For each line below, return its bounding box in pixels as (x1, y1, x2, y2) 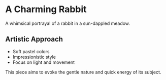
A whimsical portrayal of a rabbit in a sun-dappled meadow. (5, 20, 130, 26)
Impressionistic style (12, 54, 56, 60)
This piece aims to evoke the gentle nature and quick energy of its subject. (5, 69, 161, 75)
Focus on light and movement (12, 59, 75, 65)
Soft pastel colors (12, 48, 50, 54)
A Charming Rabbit (5, 4, 87, 15)
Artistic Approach (5, 35, 63, 44)
